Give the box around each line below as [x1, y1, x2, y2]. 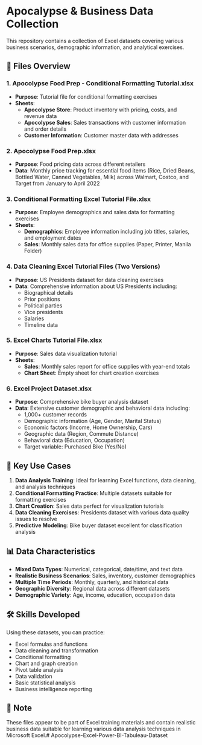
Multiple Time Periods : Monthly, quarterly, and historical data [14, 578, 169, 585]
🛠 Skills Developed [6, 609, 80, 620]
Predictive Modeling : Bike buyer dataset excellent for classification [14, 522, 183, 529]
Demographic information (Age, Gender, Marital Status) [24, 418, 162, 425]
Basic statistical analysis [14, 679, 76, 686]
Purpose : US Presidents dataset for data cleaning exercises [14, 276, 164, 283]
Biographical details [24, 289, 74, 296]
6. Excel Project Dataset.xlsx [6, 384, 92, 393]
